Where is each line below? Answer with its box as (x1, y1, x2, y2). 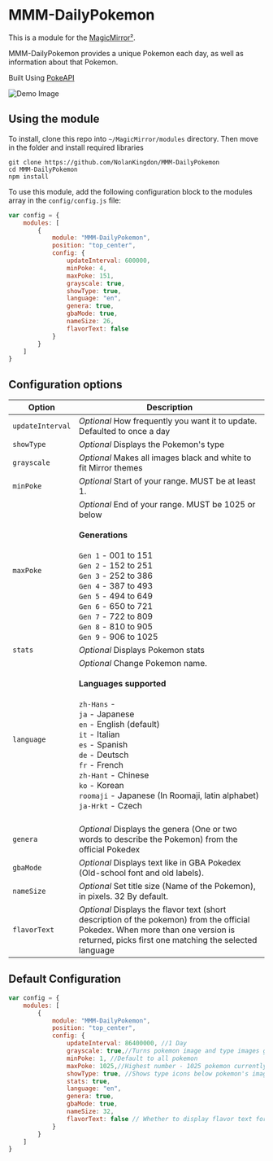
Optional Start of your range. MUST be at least (78, 475, 256, 487)
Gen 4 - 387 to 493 (78, 580, 153, 592)
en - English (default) (78, 719, 160, 730)
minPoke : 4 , (66, 264, 107, 272)
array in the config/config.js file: (8, 195, 122, 205)
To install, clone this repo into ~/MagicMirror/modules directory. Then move (8, 134, 258, 143)
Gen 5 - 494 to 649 (78, 590, 153, 602)
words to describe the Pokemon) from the (78, 834, 238, 845)
